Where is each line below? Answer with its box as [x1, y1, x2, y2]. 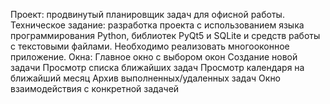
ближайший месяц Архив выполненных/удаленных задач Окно [10, 72, 282, 84]
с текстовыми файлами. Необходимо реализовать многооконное [10, 40, 290, 52]
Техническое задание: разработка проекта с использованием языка [10, 19, 305, 31]
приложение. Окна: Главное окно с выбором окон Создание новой [10, 51, 298, 63]
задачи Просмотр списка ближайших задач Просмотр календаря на [10, 62, 305, 73]
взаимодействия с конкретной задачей [10, 83, 180, 94]
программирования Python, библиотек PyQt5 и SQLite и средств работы [10, 30, 321, 41]
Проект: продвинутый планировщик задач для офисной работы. [10, 9, 285, 20]
